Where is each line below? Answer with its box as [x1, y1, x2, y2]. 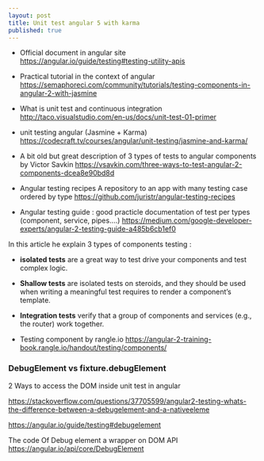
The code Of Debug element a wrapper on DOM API [8, 435, 178, 444]
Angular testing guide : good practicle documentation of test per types [19, 208, 251, 217]
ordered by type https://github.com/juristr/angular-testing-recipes [19, 192, 235, 202]
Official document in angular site [19, 48, 127, 58]
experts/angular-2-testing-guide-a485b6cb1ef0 [19, 224, 177, 234]
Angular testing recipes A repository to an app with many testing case [19, 184, 248, 193]
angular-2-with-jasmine [19, 89, 98, 98]
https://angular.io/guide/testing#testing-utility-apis [19, 56, 186, 66]
